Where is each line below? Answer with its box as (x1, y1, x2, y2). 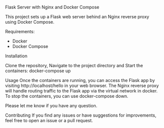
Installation (5, 53, 28, 59)
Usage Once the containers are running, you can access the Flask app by (5, 78, 155, 83)
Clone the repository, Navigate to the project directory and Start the (5, 63, 143, 68)
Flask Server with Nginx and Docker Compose (5, 4, 100, 10)
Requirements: (5, 29, 35, 34)
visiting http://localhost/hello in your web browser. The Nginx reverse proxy (5, 83, 159, 88)
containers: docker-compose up (5, 68, 71, 74)
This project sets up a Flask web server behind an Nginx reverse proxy (5, 14, 150, 19)
